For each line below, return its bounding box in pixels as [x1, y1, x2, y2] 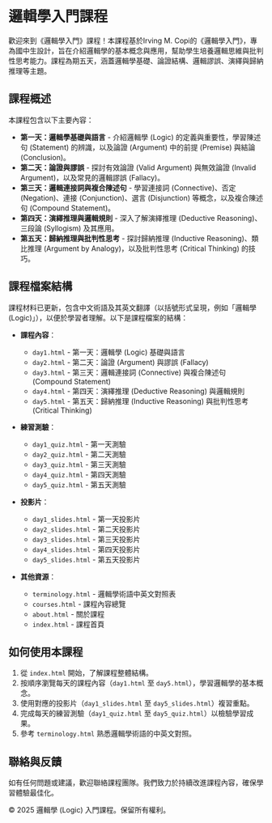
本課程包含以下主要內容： [8, 115, 94, 125]
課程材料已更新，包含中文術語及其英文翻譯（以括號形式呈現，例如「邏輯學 [8, 303, 257, 312]
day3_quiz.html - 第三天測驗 [32, 459, 127, 469]
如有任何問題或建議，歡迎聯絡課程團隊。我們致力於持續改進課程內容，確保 [8, 778, 257, 787]
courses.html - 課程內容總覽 [32, 599, 126, 609]
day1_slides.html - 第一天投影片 [32, 514, 141, 524]
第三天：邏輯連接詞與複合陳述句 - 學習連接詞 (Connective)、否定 [19, 183, 236, 193]
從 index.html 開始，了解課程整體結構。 [19, 668, 154, 678]
